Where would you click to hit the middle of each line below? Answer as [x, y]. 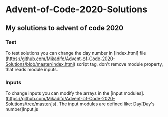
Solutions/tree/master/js [30, 104]
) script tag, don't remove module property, [118, 64]
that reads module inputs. [32, 69]
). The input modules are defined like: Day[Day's [105, 104]
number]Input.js [22, 109]
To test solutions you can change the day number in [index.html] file [76, 53]
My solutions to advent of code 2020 [64, 28]
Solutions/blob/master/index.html [40, 64]
